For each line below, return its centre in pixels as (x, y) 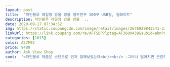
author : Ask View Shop (29, 52)
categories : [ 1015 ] (26, 38)
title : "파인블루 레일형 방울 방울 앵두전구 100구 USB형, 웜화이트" (69, 15)
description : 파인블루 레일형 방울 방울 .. (47, 19)
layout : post (19, 10)
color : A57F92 (20, 43)
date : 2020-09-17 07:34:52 (34, 24)
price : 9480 (18, 47)
